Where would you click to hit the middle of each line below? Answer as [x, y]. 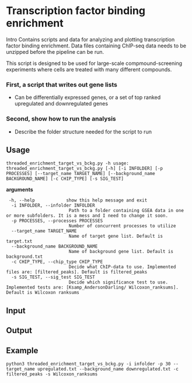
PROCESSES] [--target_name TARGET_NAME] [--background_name [81, 174]
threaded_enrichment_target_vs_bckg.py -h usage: [68, 163]
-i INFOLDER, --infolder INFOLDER [53, 206]
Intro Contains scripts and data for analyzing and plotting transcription [90, 39]
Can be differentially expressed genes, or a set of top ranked [88, 97]
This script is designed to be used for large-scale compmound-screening [94, 63]
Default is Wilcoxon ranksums [43, 293]
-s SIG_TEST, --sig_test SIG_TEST [53, 277]
